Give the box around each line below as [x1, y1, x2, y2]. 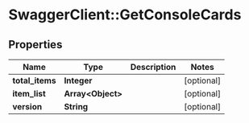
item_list [12, 88, 46, 99]
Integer [64, 75, 93, 86]
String [64, 101, 89, 112]
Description [130, 62, 176, 72]
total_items [12, 75, 56, 86]
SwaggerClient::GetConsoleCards [8, 6, 242, 24]
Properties [8, 38, 63, 51]
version [12, 101, 43, 112]
